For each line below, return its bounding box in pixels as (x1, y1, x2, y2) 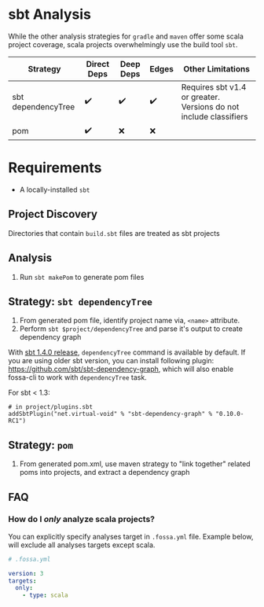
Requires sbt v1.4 (181, 81, 247, 92)
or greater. (181, 91, 221, 102)
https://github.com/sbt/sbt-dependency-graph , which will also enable (8, 364, 234, 374)
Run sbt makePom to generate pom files (19, 272, 145, 281)
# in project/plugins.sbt (8, 403, 93, 411)
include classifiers (181, 111, 248, 122)
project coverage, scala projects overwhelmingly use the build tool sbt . (8, 39, 238, 49)
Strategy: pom (8, 438, 74, 451)
